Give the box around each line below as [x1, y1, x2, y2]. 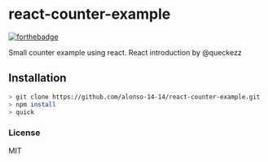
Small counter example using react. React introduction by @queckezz [8, 47, 242, 57]
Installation [8, 71, 67, 85]
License [8, 127, 41, 138]
